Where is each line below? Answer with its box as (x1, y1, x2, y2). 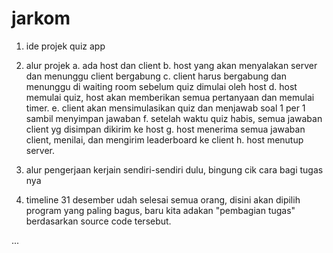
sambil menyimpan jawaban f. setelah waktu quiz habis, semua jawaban (25, 112, 323, 124)
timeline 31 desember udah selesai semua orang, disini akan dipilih (25, 193, 301, 206)
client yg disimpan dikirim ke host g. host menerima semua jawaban (25, 123, 306, 135)
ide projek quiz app (25, 40, 106, 52)
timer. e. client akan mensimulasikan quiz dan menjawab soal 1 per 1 (25, 102, 306, 114)
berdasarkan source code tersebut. (25, 215, 172, 227)
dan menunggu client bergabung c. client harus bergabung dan (25, 70, 287, 82)
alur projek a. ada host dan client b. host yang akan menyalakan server (25, 59, 318, 71)
